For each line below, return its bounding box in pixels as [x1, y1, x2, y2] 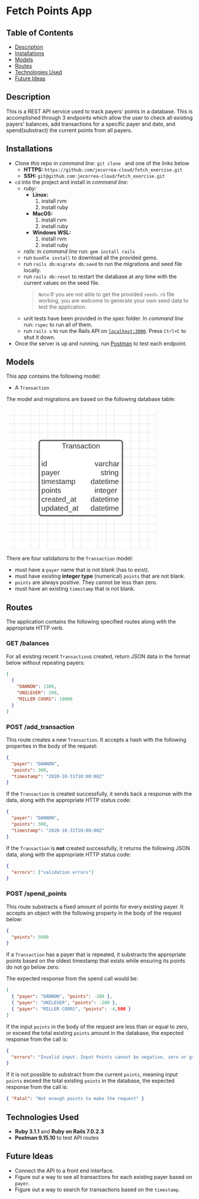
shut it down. [23, 334, 56, 341]
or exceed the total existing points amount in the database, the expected [6, 1029, 184, 1036]
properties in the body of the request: [6, 742, 98, 749]
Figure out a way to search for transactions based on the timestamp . [14, 1186, 181, 1193]
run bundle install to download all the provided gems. [23, 254, 158, 261]
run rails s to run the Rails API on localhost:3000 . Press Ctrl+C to [23, 327, 187, 334]
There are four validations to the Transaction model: [6, 555, 133, 562]
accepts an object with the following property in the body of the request [6, 909, 182, 916]
